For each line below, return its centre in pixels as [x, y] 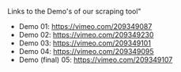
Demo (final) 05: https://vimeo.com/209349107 [96, 59]
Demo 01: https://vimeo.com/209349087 [85, 26]
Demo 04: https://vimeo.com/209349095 [87, 51]
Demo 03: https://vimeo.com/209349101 [85, 43]
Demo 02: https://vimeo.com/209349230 [86, 35]
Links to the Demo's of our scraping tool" [74, 11]
